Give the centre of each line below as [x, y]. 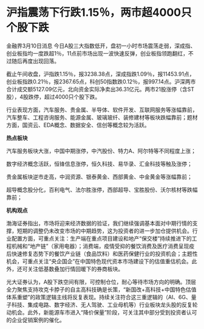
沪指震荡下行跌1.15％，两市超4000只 [99, 12]
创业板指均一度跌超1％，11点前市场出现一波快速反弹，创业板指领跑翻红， [97, 53]
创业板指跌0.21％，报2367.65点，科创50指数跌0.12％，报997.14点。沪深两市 [101, 81]
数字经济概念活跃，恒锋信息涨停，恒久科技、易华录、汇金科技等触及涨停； [99, 164]
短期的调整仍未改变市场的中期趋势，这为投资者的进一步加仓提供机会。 [104, 231]
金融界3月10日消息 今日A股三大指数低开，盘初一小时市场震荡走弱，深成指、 [101, 46]
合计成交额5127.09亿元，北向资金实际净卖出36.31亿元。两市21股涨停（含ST [100, 89]
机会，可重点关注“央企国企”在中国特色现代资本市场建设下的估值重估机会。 [99, 261]
